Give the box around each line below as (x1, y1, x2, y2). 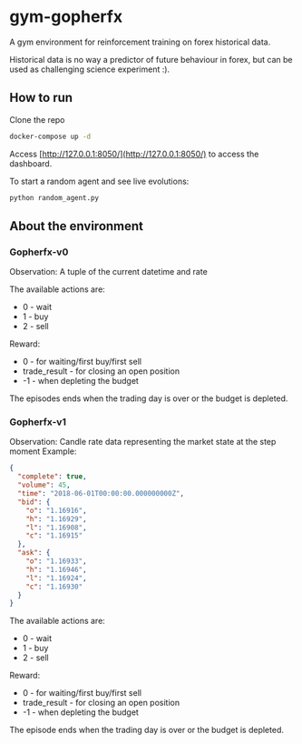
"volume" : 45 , (17, 480, 71, 490)
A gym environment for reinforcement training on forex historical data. (9, 36, 271, 47)
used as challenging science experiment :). (9, 64, 170, 75)
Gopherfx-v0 (9, 246, 69, 258)
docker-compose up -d (9, 132, 92, 141)
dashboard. (9, 157, 53, 169)
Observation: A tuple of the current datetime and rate (9, 266, 209, 277)
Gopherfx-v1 (9, 416, 66, 428)
